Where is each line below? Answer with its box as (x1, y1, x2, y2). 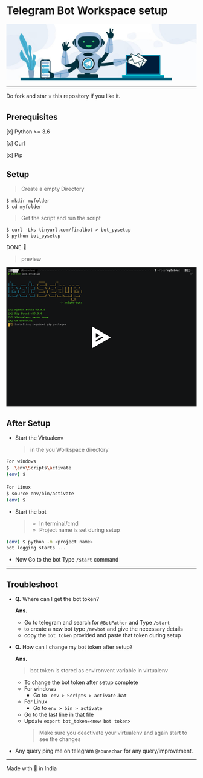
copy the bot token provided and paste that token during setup (24, 632, 181, 639)
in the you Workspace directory (30, 446, 109, 454)
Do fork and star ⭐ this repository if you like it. (6, 92, 121, 99)
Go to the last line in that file (24, 711, 94, 719)
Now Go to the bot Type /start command (14, 556, 119, 563)
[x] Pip (6, 152, 23, 159)
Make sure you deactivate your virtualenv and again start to (39, 729, 187, 737)
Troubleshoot (6, 579, 59, 589)
